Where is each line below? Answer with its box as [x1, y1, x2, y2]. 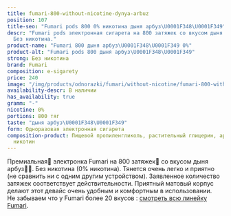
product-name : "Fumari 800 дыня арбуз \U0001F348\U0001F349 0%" [7, 42, 192, 49]
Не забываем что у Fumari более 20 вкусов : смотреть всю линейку [7, 194, 208, 202]
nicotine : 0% [7, 106, 45, 113]
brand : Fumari [7, 61, 48, 68]
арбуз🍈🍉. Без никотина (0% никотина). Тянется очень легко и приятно [7, 165, 215, 173]
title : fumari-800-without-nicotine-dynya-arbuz [7, 10, 149, 17]
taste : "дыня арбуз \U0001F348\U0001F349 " [7, 119, 128, 126]
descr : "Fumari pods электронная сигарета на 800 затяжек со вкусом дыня [7, 29, 223, 37]
